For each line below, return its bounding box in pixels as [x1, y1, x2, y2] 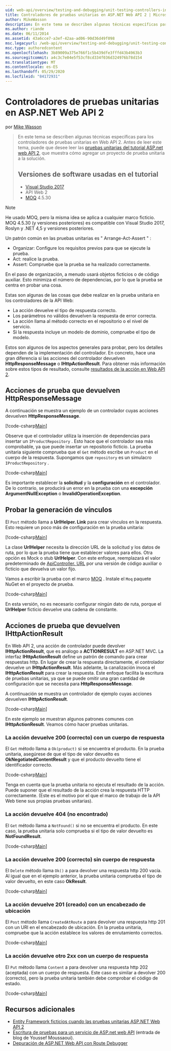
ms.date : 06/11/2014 [5, 31, 49, 36]
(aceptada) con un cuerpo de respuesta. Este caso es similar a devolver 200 [5, 969, 166, 975]
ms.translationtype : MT [5, 60, 56, 65]
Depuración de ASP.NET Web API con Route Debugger [12, 1040, 128, 1046]
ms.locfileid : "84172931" [5, 74, 60, 79]
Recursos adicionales [5, 1005, 75, 1014]
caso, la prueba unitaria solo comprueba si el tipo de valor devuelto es [5, 828, 153, 834]
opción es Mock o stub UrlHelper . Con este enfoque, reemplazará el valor [5, 555, 161, 561]
